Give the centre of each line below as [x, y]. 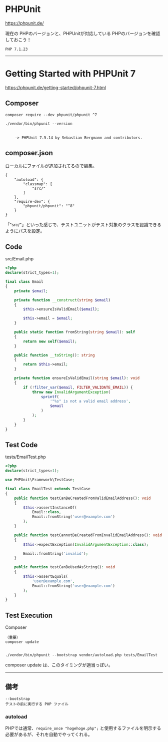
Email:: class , [46, 512]
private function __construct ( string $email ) [62, 300]
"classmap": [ [38, 184]
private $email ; [31, 291]
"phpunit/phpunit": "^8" [49, 206]
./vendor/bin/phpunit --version [39, 124]
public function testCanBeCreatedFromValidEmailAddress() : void [82, 498]
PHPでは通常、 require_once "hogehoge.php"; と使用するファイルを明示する [83, 728]
